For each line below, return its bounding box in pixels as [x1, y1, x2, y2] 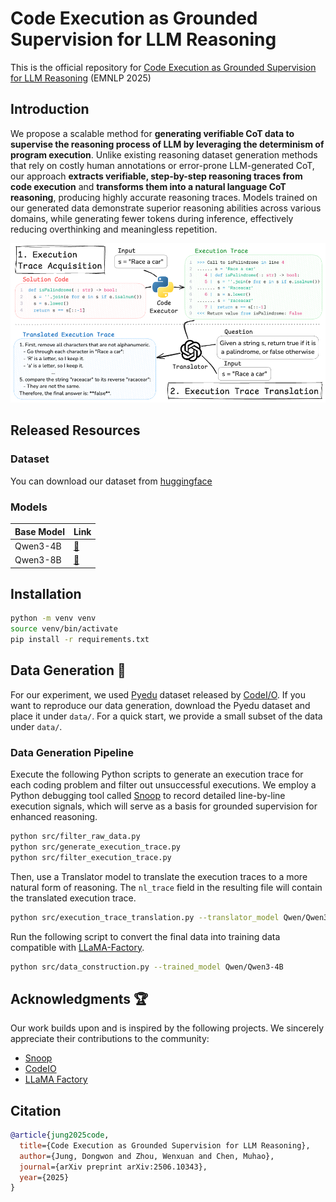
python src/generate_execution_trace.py [10, 842, 182, 852]
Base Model [14, 525, 65, 537]
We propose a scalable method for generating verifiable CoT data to [10, 127, 295, 139]
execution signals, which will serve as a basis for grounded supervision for [10, 800, 318, 812]
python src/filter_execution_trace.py [10, 852, 172, 862]
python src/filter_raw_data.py [10, 832, 141, 842]
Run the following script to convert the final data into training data [10, 930, 281, 942]
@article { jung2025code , [10, 1130, 110, 1141]
